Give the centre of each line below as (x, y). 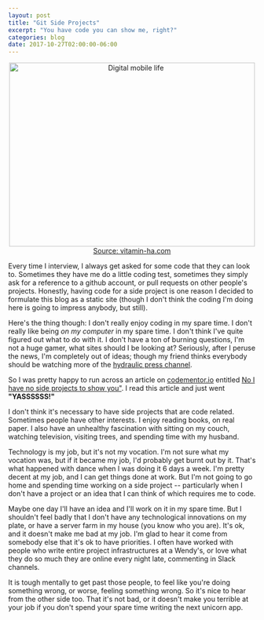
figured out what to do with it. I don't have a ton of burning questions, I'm (126, 340)
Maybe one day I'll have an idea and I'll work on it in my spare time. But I (125, 509)
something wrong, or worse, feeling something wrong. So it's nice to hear (127, 591)
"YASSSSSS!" (31, 396)
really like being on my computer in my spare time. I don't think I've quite (126, 331)
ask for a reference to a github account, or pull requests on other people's (128, 283)
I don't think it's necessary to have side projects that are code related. (121, 412)
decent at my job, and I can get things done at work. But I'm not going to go (130, 477)
